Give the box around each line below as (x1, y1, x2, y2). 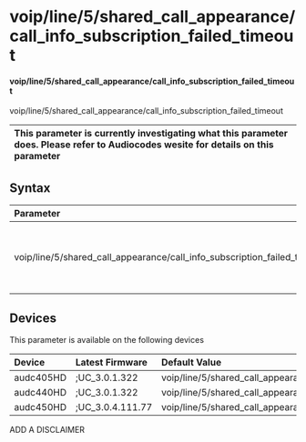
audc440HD (14, 387, 66, 399)
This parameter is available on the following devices (9, 335, 205, 346)
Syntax (9, 180, 51, 196)
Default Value (160, 357, 221, 369)
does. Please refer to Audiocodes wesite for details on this (14, 138, 274, 151)
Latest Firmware (75, 357, 148, 369)
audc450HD (14, 401, 66, 414)
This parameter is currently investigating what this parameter (14, 127, 289, 140)
